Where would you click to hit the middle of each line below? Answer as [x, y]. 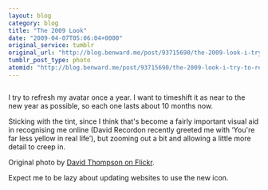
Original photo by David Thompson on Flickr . [81, 162]
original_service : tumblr [51, 46]
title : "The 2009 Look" [48, 30]
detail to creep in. [37, 146]
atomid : [21, 68]
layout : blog [30, 16]
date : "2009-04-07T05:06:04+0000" [66, 38]
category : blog [33, 23]
